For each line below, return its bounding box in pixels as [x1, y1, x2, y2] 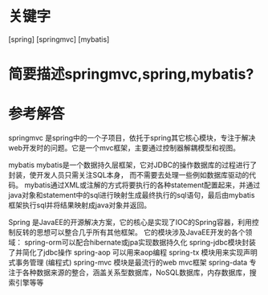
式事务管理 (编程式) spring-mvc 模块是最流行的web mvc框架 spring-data [8, 258, 248, 268]
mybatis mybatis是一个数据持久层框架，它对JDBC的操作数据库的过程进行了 [8, 160, 258, 170]
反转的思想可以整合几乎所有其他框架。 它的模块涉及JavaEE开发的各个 [14, 227, 246, 237]
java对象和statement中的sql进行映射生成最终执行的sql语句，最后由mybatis [8, 191, 255, 200]
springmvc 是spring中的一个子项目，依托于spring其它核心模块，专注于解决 [8, 133, 256, 143]
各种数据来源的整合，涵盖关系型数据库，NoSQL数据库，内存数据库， [22, 268, 250, 277]
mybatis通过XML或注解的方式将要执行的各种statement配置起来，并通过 [23, 180, 261, 190]
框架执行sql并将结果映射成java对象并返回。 [8, 200, 152, 210]
